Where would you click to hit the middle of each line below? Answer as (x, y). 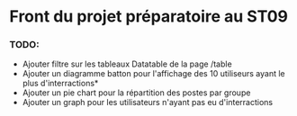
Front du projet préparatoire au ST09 (149, 17)
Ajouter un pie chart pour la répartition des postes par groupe (136, 93)
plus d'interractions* (60, 84)
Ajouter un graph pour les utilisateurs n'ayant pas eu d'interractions (147, 103)
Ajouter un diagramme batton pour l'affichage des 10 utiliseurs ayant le (153, 74)
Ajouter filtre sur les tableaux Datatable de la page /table (127, 64)
